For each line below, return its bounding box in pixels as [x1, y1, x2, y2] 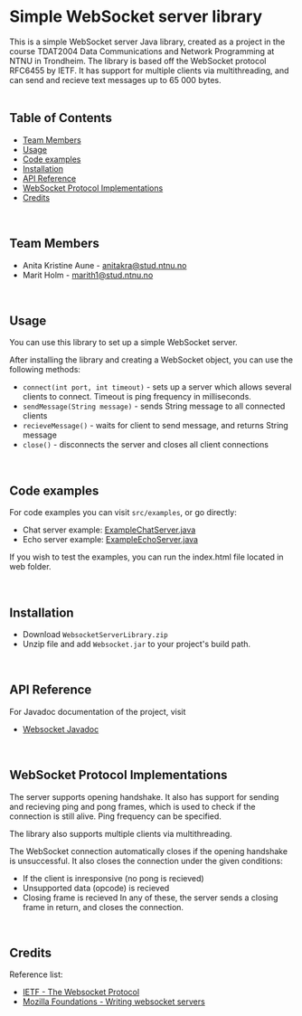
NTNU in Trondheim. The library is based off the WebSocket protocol [9, 55, 267, 66]
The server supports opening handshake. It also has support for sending [9, 791, 279, 802]
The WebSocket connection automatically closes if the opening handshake [9, 845, 288, 856]
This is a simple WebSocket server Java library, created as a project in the [9, 36, 286, 47]
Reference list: [9, 969, 63, 980]
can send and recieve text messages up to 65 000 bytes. [9, 74, 222, 85]
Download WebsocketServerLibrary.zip [22, 629, 169, 639]
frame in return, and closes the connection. [22, 901, 184, 912]
